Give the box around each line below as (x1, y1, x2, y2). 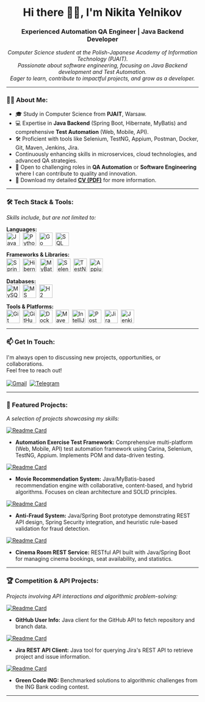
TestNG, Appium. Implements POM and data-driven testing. (15, 451, 165, 459)
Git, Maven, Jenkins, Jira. (15, 144, 79, 151)
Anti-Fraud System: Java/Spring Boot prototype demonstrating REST (15, 512, 191, 519)
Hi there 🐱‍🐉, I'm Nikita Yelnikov (23, 6, 182, 20)
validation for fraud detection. (15, 525, 90, 532)
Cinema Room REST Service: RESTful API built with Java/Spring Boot (15, 549, 191, 556)
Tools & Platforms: (6, 303, 54, 311)
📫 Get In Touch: (6, 338, 56, 346)
